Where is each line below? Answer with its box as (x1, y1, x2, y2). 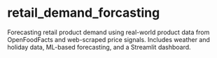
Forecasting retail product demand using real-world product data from (7, 28, 210, 36)
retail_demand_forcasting (7, 5, 160, 21)
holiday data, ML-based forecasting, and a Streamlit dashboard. (7, 43, 191, 51)
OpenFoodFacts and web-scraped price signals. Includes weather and (7, 35, 210, 43)
